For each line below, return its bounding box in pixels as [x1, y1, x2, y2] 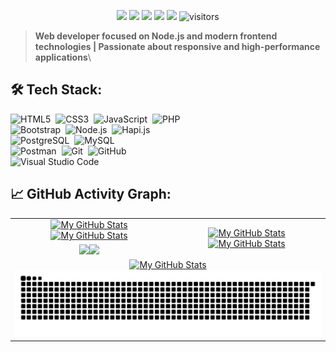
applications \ [34, 51, 92, 63]
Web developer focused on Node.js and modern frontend [34, 30, 278, 42]
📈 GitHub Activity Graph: [10, 186, 172, 203]
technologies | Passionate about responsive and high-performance [34, 41, 321, 52]
